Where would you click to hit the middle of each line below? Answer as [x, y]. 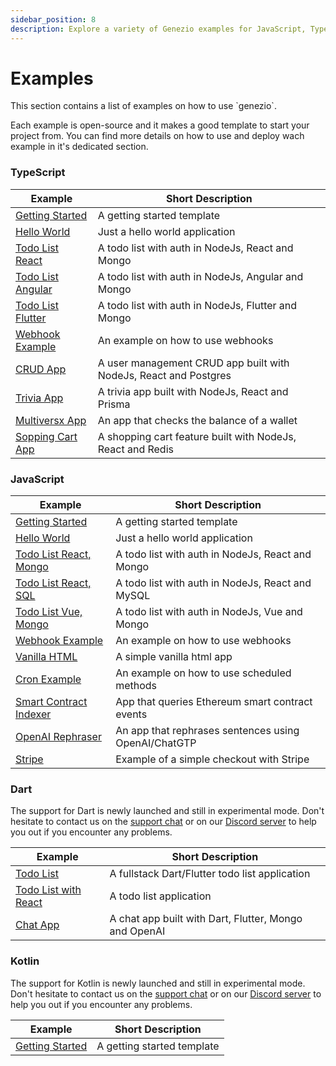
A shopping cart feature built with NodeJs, [197, 436]
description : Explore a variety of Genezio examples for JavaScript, [158, 29]
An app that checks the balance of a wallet [197, 420]
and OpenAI [137, 931]
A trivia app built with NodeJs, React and [193, 391]
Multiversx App [51, 420]
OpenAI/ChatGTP [156, 743]
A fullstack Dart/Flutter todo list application [210, 874]
